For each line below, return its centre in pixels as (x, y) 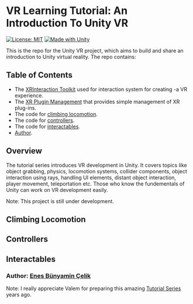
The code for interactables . (47, 126)
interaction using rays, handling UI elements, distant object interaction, (91, 177)
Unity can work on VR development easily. (57, 190)
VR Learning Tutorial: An (67, 11)
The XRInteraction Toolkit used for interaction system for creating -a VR (101, 89)
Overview (24, 151)
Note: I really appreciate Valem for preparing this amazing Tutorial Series (94, 289)
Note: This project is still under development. (60, 201)
